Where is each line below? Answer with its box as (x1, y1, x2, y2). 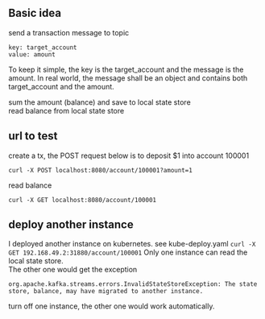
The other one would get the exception (8, 265, 138, 275)
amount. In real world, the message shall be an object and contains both (8, 72, 248, 83)
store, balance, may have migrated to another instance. (8, 288, 204, 296)
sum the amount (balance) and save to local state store (8, 97, 191, 107)
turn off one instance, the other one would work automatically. (8, 301, 215, 311)
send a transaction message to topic (8, 27, 130, 37)
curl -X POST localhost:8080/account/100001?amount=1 (8, 166, 193, 174)
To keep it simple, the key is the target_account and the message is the (8, 64, 244, 74)
